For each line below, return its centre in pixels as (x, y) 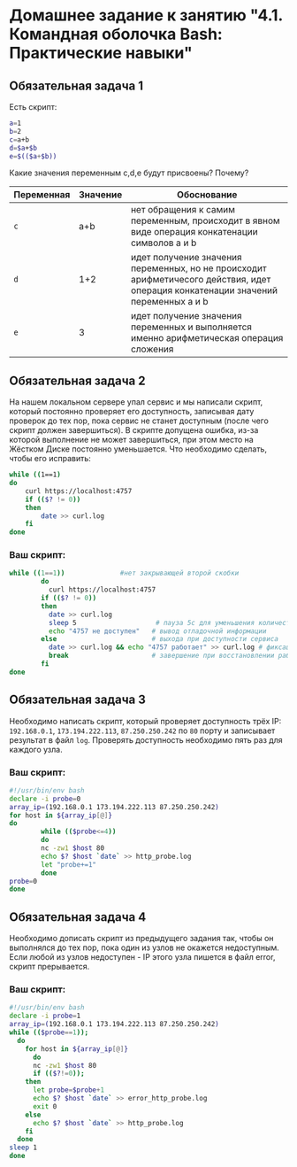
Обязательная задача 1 (76, 85)
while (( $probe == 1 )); (49, 1032)
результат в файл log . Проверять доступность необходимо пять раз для (146, 739)
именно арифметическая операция (207, 338)
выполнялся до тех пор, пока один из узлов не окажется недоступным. (145, 947)
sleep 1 (23, 1148)
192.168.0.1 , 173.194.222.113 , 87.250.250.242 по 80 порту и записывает (142, 730)
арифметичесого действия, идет (201, 280)
